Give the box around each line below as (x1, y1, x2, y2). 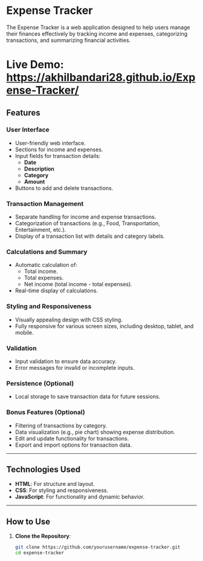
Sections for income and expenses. (14, 146, 103, 153)
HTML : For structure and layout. (14, 481, 95, 488)
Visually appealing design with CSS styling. (14, 316, 123, 323)
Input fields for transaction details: (14, 152, 101, 159)
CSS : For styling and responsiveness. (14, 487, 109, 494)
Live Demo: (6, 58, 64, 71)
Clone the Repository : (14, 533, 71, 540)
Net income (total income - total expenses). (24, 281, 133, 288)
